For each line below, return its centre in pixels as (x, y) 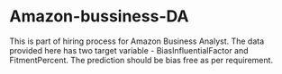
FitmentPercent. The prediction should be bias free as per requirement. (141, 60)
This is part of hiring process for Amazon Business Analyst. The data (137, 41)
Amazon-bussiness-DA (99, 16)
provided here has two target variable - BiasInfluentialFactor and (129, 50)
